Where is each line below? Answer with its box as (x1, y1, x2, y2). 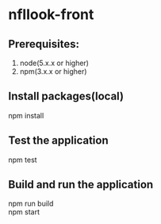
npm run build (8, 199, 54, 208)
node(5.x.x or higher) (19, 58, 90, 68)
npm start (8, 207, 40, 217)
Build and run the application (8, 178, 154, 191)
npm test (8, 155, 37, 164)
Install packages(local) (8, 90, 125, 103)
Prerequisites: (8, 37, 79, 51)
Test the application (8, 133, 109, 148)
